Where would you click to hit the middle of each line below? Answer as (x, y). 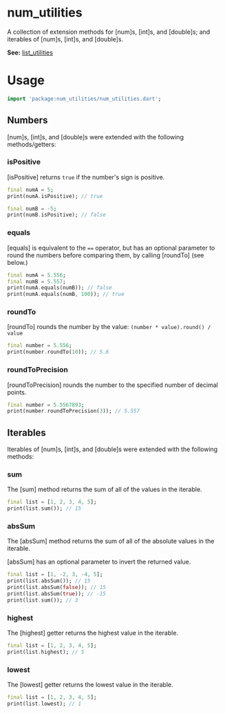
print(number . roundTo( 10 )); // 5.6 (58, 352)
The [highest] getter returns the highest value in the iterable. (93, 633)
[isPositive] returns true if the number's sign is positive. (86, 177)
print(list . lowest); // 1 (44, 704)
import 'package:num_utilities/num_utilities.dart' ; (84, 99)
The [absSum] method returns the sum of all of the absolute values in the (111, 541)
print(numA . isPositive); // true (55, 196)
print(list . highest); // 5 (46, 652)
